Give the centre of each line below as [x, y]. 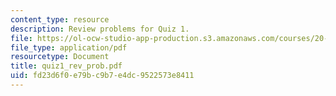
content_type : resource [60, 19]
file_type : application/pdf [69, 47]
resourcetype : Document [60, 57]
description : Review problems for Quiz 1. [100, 29]
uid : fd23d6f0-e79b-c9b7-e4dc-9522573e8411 [102, 76]
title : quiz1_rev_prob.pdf [66, 66]
